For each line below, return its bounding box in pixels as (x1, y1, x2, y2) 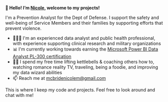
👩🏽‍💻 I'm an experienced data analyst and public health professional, (12, 35, 156, 41)
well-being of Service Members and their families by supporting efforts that (5, 20, 163, 26)
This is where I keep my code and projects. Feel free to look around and (5, 87, 156, 93)
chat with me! (5, 92, 34, 98)
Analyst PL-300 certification (12, 54, 72, 59)
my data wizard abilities (12, 70, 62, 75)
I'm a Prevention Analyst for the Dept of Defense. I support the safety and (5, 15, 159, 20)
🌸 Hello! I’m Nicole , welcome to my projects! (5, 5, 100, 11)
